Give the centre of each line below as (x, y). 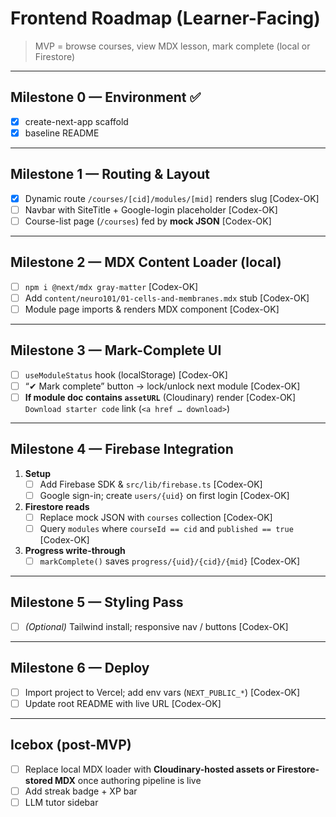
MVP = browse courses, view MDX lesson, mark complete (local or (172, 46)
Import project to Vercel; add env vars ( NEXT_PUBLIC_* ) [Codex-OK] (162, 692)
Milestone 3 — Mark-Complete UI (116, 350)
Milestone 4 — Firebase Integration (122, 449)
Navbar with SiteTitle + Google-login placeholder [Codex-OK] (151, 209)
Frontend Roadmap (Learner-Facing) (165, 18)
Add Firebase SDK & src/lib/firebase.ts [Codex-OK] (151, 484)
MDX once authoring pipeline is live (128, 780)
